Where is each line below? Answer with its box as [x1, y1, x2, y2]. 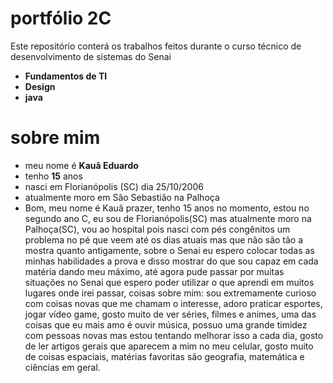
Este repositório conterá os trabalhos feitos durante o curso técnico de [10, 40, 302, 52]
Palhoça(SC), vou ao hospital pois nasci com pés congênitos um [24, 223, 291, 235]
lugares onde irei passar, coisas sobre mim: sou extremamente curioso [24, 287, 317, 299]
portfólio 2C [10, 7, 112, 30]
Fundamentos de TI [24, 70, 108, 82]
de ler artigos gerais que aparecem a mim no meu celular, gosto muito [24, 340, 314, 352]
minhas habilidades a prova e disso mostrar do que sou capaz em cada [24, 255, 319, 267]
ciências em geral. [24, 361, 101, 373]
